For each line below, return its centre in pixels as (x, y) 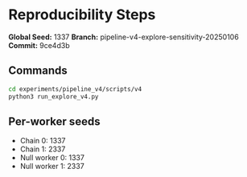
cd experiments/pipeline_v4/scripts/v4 (75, 89)
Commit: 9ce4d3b (39, 45)
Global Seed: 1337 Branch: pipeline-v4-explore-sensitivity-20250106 (123, 37)
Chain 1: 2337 (43, 149)
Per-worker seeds (54, 121)
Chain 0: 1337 (43, 141)
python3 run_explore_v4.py (54, 97)
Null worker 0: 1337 (52, 158)
